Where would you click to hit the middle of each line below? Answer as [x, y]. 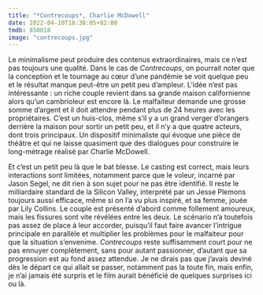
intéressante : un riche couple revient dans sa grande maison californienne [129, 93]
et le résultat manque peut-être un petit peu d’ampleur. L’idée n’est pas [123, 85]
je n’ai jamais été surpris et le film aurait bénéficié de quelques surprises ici [130, 275]
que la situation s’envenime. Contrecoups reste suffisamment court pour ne [130, 242]
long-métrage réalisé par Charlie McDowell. [79, 152]
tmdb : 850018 [30, 30]
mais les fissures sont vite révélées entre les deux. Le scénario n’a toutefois [131, 217]
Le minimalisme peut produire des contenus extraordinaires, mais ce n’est [128, 60]
